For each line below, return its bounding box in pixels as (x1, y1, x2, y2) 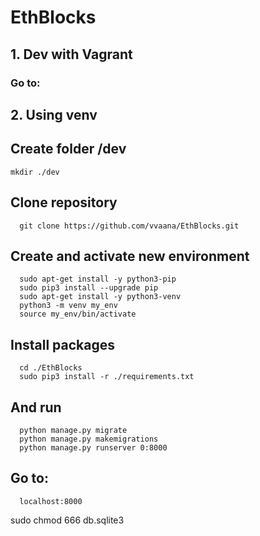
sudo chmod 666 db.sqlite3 (10, 514, 125, 526)
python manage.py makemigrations (19, 434, 159, 444)
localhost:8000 (19, 496, 83, 506)
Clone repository (10, 194, 118, 211)
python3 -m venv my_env (19, 301, 118, 311)
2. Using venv (10, 106, 98, 123)
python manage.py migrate (19, 425, 128, 435)
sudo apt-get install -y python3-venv (19, 292, 182, 302)
